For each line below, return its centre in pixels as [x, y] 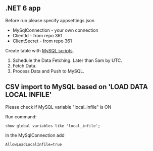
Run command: [21, 117]
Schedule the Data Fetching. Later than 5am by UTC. [67, 60]
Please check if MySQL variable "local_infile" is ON [58, 107]
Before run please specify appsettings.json [50, 20]
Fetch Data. [24, 65]
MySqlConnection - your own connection [55, 30]
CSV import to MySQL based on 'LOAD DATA [76, 87]
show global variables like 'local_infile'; [53, 126]
